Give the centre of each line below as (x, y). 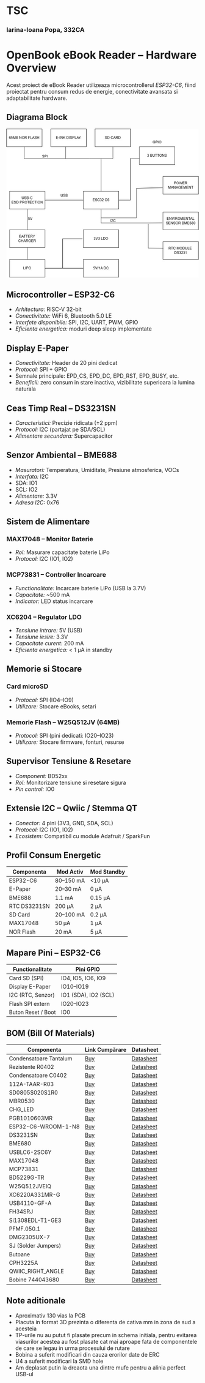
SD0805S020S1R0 (33, 1092)
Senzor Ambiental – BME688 (62, 455)
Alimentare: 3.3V (36, 496)
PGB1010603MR (31, 1118)
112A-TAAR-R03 (31, 1084)
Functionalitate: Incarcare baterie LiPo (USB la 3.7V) (81, 588)
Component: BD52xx (41, 776)
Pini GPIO (88, 969)
